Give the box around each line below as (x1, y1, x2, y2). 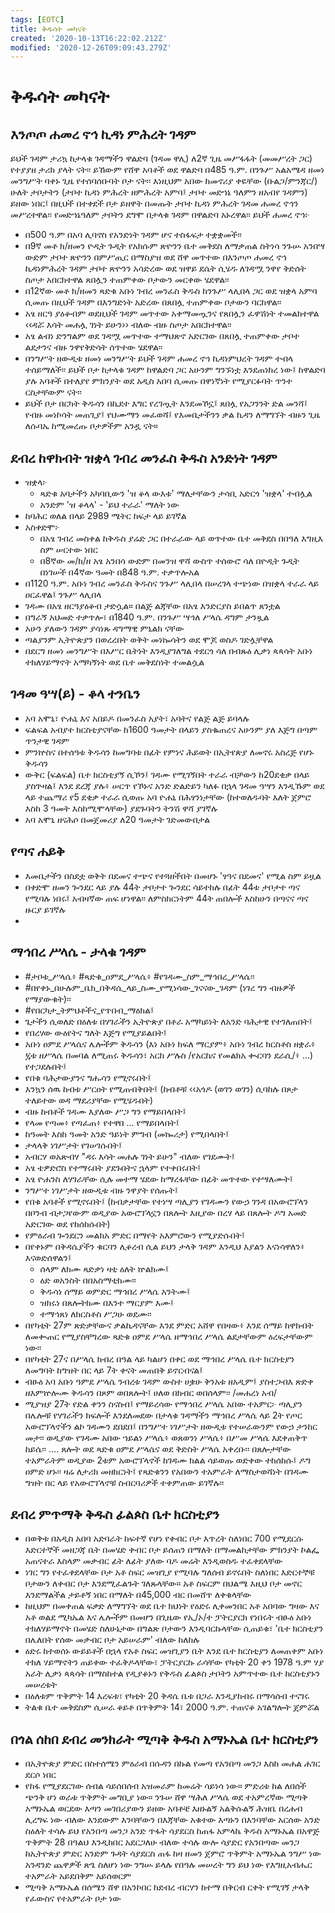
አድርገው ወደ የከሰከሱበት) (24, 1217, 111, 1230)
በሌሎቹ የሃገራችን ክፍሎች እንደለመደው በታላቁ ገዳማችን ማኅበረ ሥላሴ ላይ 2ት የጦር (24, 1409, 303, 1421)
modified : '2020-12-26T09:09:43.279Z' (10, 42, 172, 53)
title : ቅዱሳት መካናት (10, 24, 87, 34)
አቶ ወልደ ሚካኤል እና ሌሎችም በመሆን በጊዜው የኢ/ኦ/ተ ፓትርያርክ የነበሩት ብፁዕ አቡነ (24, 1611, 312, 1623)
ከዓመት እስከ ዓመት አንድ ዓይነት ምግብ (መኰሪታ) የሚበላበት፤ (24, 1127, 230, 1140)
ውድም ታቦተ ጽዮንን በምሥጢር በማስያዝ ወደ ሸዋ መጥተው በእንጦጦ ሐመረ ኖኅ (24, 251, 287, 263)
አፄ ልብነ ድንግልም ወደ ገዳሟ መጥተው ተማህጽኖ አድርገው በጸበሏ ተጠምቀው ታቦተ (24, 330, 300, 342)
